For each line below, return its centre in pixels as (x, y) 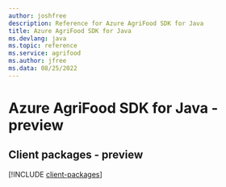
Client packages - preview (76, 155)
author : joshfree (38, 16)
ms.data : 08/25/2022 (43, 69)
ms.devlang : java (38, 38)
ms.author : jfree (38, 61)
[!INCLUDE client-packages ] (55, 174)
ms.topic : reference (43, 46)
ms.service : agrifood (45, 53)
